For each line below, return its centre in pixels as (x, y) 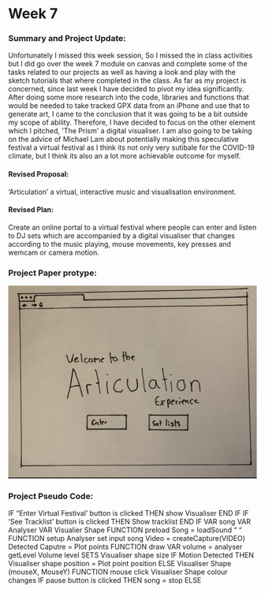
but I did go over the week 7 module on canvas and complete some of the (128, 64)
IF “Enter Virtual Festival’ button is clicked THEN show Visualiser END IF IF (129, 513)
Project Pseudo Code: (51, 496)
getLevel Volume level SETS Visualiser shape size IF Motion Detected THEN (131, 555)
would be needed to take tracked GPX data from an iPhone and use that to (129, 106)
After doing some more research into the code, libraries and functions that (129, 97)
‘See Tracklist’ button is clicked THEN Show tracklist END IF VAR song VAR (129, 522)
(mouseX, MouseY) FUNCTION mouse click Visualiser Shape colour (118, 572)
